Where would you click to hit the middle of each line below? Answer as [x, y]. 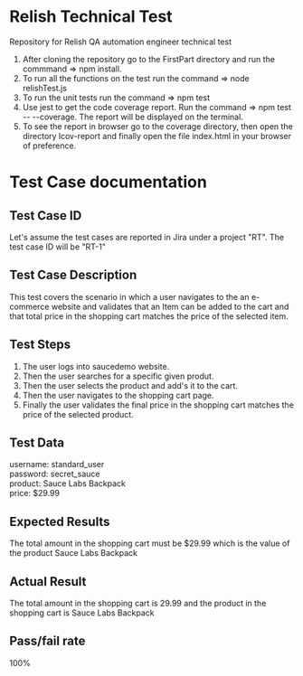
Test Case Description [73, 275]
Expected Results [60, 521]
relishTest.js [45, 88]
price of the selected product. [78, 414]
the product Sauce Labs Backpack [74, 553]
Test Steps [40, 345]
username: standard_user [57, 465]
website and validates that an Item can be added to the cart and [170, 306]
